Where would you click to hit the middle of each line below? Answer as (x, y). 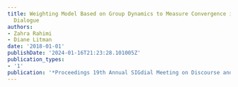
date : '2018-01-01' (36, 46)
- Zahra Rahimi (30, 33)
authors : (20, 27)
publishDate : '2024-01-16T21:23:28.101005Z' (74, 53)
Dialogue (27, 20)
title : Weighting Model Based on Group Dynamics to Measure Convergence (117, 14)
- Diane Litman (30, 40)
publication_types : (36, 60)
